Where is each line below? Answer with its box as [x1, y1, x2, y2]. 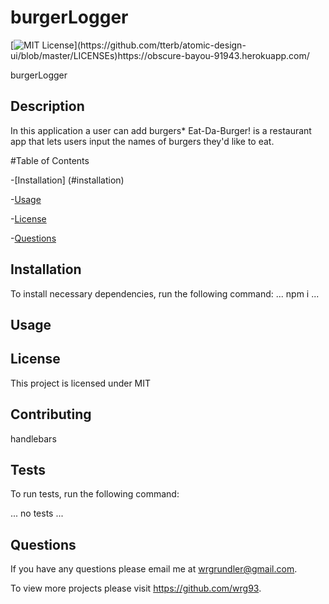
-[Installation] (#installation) [10, 174, 125, 186]
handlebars [10, 432, 57, 445]
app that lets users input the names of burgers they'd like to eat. [10, 135, 275, 147]
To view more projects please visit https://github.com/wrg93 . [10, 582, 262, 595]
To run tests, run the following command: [10, 488, 180, 500]
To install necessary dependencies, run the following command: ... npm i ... [10, 287, 320, 300]
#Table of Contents [10, 154, 90, 166]
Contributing [10, 406, 92, 423]
